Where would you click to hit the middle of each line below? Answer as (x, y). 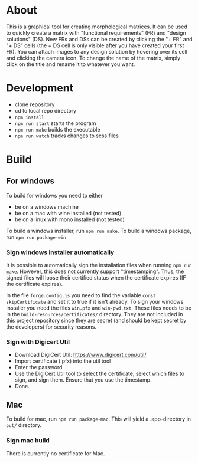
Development (40, 88)
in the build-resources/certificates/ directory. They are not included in (95, 314)
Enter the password (38, 367)
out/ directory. (24, 425)
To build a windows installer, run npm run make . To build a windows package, (99, 231)
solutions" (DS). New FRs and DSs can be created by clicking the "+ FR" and (99, 39)
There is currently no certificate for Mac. (56, 453)
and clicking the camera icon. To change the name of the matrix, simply (93, 58)
